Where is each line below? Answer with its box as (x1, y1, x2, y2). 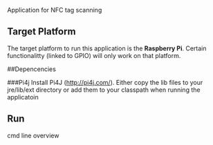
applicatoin (7, 93, 39, 101)
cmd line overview (7, 131, 59, 139)
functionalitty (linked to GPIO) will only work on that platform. (7, 51, 181, 59)
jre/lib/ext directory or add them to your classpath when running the (7, 86, 201, 94)
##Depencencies (7, 65, 57, 73)
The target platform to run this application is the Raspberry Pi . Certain (7, 44, 207, 52)
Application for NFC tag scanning (7, 6, 102, 14)
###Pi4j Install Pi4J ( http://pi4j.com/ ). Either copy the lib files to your (7, 78, 203, 86)
